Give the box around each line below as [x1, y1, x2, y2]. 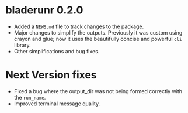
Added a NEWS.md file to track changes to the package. [13, 23, 144, 30]
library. [13, 42, 32, 49]
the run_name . [13, 94, 46, 101]
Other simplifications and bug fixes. [13, 47, 100, 54]
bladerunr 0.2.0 [5, 4, 83, 17]
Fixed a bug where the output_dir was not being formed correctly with [13, 87, 182, 94]
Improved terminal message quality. [13, 100, 100, 107]
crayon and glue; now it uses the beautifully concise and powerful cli [13, 35, 182, 42]
